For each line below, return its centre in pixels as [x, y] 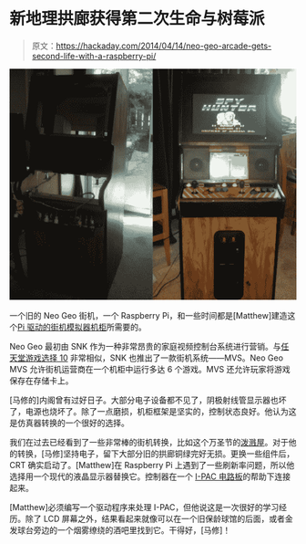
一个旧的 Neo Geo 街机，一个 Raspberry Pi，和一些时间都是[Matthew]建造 [148, 315]
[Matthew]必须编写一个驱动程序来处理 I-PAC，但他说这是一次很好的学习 [144, 507]
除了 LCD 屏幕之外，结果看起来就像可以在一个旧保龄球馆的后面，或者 [155, 518]
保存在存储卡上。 [41, 381]
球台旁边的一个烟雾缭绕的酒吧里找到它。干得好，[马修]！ [124, 529]
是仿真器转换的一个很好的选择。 [69, 423]
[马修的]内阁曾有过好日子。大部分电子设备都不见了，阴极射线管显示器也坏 [148, 400]
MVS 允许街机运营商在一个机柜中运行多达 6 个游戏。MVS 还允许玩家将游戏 [150, 369]
